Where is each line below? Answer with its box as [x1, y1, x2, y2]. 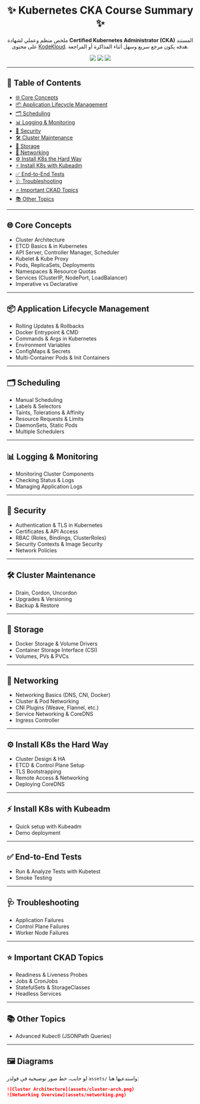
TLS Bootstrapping [15, 768, 62, 775]
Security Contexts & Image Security [15, 540, 103, 548]
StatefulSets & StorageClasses [15, 984, 91, 991]
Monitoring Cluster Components [15, 470, 94, 477]
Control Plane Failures [15, 923, 70, 930]
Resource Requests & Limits [15, 416, 84, 423]
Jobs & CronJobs [15, 977, 58, 985]
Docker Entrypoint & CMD [15, 329, 79, 336]
